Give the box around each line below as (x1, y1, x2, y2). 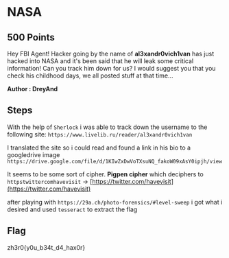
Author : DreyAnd (7, 85, 58, 93)
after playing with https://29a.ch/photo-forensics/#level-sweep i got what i (7, 198, 223, 206)
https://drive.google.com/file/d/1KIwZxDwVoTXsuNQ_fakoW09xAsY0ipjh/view (7, 158, 223, 165)
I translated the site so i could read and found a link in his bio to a (7, 143, 191, 152)
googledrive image (7, 150, 60, 159)
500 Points (7, 32, 55, 43)
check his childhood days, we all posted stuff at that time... (7, 71, 173, 80)
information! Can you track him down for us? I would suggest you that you (7, 64, 216, 72)
